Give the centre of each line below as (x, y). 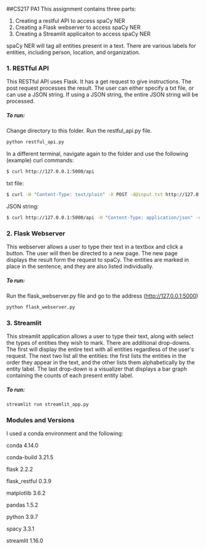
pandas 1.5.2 (22, 505)
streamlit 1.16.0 (25, 541)
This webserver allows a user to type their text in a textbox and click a (95, 247)
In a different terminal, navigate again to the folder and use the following (97, 154)
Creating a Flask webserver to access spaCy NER (78, 27)
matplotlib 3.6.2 (26, 493)
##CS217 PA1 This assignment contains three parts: (71, 9)
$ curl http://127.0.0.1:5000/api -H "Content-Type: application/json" (100, 218)
